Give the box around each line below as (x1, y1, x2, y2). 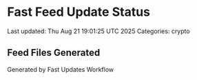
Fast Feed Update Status (7, 4, 150, 20)
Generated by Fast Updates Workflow (7, 65, 114, 73)
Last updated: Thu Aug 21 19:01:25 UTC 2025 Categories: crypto (7, 27, 191, 35)
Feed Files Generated (7, 47, 101, 59)
